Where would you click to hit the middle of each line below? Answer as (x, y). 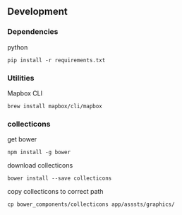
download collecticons (40, 165)
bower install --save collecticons (60, 179)
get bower (22, 139)
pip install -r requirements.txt (56, 60)
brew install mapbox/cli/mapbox (55, 106)
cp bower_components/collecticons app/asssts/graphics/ (91, 204)
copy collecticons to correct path (55, 192)
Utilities (21, 78)
